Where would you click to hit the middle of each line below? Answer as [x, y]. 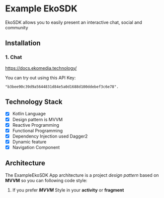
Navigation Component [36, 147]
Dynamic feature [29, 142]
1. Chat [14, 57]
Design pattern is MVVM [38, 119]
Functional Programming [38, 130]
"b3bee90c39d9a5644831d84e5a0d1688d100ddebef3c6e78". [62, 87]
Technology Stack [34, 102]
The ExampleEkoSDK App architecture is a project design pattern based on [82, 175]
